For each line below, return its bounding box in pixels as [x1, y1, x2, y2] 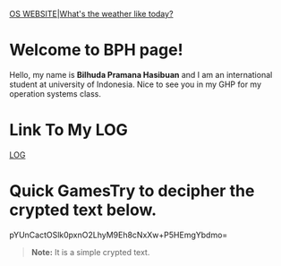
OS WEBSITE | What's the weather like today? [9, 9, 174, 19]
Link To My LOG [9, 120, 128, 141]
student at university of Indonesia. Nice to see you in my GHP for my [9, 79, 262, 90]
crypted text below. [9, 200, 158, 220]
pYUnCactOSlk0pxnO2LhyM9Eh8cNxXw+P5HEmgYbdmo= [9, 229, 228, 240]
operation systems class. [9, 88, 101, 99]
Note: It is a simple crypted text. [30, 246, 150, 257]
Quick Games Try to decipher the [9, 181, 255, 202]
